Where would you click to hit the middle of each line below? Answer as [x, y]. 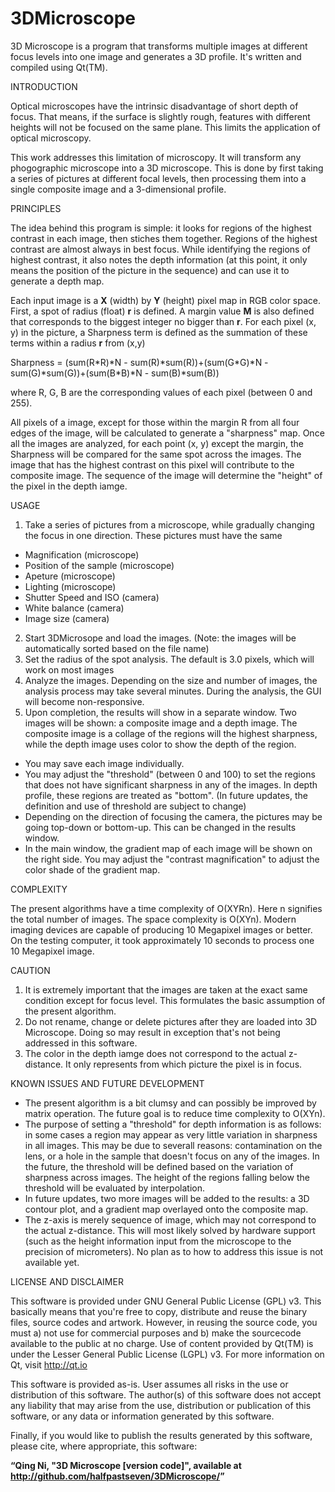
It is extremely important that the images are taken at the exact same [166, 989]
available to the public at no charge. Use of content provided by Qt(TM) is [162, 1343]
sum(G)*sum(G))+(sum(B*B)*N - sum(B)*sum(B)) [115, 373]
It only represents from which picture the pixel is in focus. [184, 1064]
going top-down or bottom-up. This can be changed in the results [160, 827]
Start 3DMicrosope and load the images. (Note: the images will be [160, 638]
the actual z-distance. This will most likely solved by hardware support [170, 1230]
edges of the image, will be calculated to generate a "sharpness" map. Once [167, 433]
